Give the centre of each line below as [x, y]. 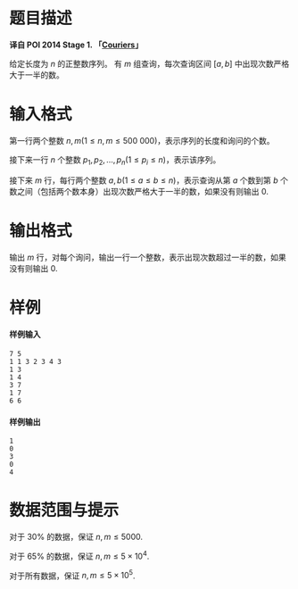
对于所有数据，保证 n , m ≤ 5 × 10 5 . [72, 575]
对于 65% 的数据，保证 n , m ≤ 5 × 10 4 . [79, 556]
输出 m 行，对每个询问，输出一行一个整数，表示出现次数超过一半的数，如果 [148, 257]
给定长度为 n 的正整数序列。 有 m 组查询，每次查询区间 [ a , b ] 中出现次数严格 [149, 63]
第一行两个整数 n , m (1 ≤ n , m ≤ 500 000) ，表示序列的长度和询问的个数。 [142, 140]
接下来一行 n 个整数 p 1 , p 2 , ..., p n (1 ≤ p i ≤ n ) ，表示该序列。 [115, 160]
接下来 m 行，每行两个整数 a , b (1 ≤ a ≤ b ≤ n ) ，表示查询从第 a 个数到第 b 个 [149, 180]
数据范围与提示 [64, 510]
